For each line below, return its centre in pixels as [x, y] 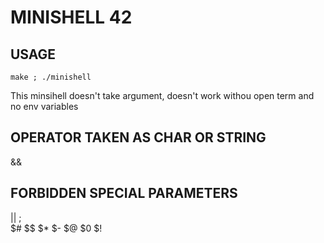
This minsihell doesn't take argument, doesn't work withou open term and [162, 95]
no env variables [44, 106]
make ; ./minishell [51, 77]
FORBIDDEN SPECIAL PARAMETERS [124, 193]
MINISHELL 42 [71, 17]
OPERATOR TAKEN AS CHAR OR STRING [138, 137]
